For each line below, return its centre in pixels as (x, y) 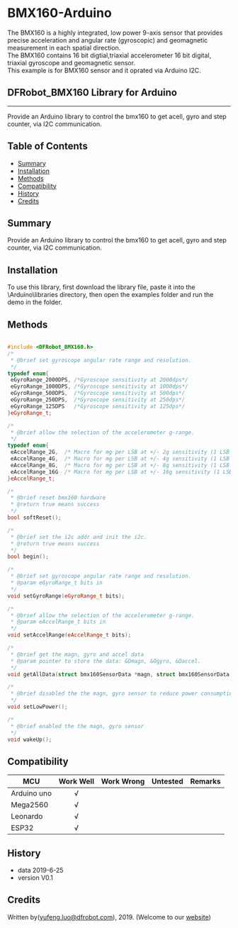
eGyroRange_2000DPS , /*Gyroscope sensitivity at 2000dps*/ (100, 380)
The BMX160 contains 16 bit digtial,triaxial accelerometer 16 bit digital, (109, 55)
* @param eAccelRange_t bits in (58, 622)
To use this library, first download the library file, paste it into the (102, 287)
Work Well (76, 781)
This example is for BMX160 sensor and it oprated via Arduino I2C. (104, 70)
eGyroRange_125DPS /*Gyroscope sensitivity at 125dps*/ (98, 406)
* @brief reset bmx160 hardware (58, 498)
